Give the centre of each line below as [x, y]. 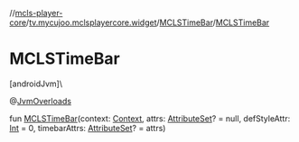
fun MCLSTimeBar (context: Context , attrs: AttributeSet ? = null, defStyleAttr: [150, 118]
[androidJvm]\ [36, 84]
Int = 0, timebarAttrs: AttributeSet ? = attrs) [88, 128]
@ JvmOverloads [41, 101]
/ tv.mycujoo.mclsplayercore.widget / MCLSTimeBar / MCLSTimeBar [148, 22]
